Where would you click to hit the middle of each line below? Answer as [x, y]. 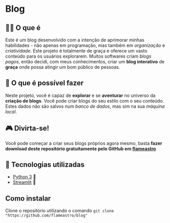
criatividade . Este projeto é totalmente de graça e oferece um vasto [76, 51]
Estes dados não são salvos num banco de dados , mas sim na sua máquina [85, 106]
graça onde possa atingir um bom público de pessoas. [63, 67]
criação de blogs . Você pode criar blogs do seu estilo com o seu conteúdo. [85, 101]
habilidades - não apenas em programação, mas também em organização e [85, 45]
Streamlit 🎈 [24, 182]
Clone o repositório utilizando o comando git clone [59, 211]
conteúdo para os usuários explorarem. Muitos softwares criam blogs [78, 56]
